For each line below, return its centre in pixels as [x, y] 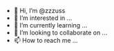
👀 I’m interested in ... [43, 18]
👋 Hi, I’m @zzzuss [39, 11]
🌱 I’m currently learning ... [50, 25]
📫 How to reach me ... [46, 40]
